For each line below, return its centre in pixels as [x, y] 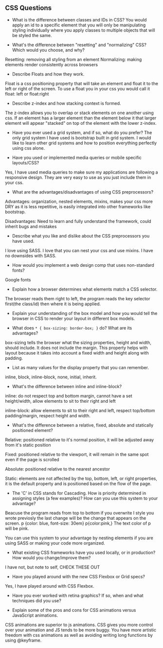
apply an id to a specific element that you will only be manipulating [79, 25]
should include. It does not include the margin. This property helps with [77, 348]
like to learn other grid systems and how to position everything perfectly [84, 143]
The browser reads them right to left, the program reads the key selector [78, 298]
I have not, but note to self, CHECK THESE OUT [53, 567]
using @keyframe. [23, 640]
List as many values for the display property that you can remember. [81, 367]
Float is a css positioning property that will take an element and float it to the [81, 83]
